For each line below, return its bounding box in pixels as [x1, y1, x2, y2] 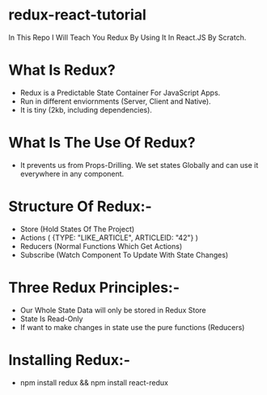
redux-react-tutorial [8, 6, 147, 24]
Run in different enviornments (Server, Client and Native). [19, 96, 212, 106]
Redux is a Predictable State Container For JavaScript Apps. [19, 88, 221, 97]
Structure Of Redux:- [8, 197, 152, 216]
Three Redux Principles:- [8, 278, 180, 297]
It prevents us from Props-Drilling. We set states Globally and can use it [19, 160, 259, 170]
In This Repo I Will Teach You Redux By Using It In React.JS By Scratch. [8, 32, 247, 42]
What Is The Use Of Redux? [8, 134, 196, 152]
